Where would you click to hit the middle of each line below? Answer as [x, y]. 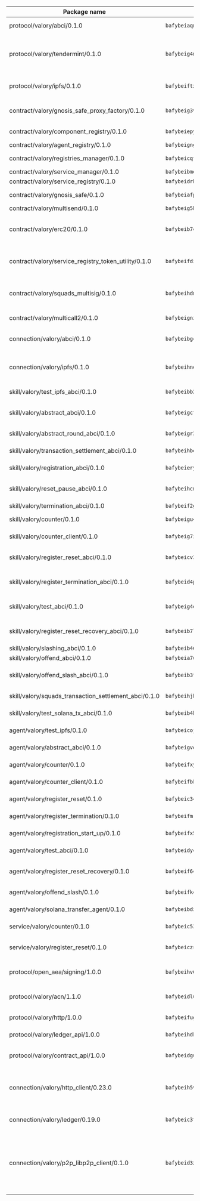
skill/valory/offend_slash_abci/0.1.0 [59, 675]
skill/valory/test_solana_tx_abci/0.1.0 [61, 713]
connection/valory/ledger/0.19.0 [55, 1120]
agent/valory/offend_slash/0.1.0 [54, 892]
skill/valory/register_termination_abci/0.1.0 [69, 582]
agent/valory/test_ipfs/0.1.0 [48, 730]
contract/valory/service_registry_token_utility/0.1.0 [80, 261]
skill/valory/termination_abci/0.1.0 [57, 506]
